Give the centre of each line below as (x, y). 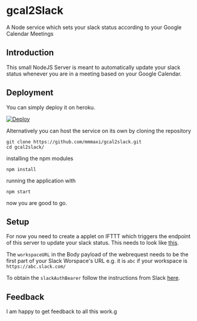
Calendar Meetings (30, 33)
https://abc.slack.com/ (36, 267)
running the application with (41, 180)
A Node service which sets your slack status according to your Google (94, 27)
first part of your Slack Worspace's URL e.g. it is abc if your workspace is (97, 261)
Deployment (30, 93)
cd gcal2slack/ (25, 147)
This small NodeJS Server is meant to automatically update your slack (93, 67)
